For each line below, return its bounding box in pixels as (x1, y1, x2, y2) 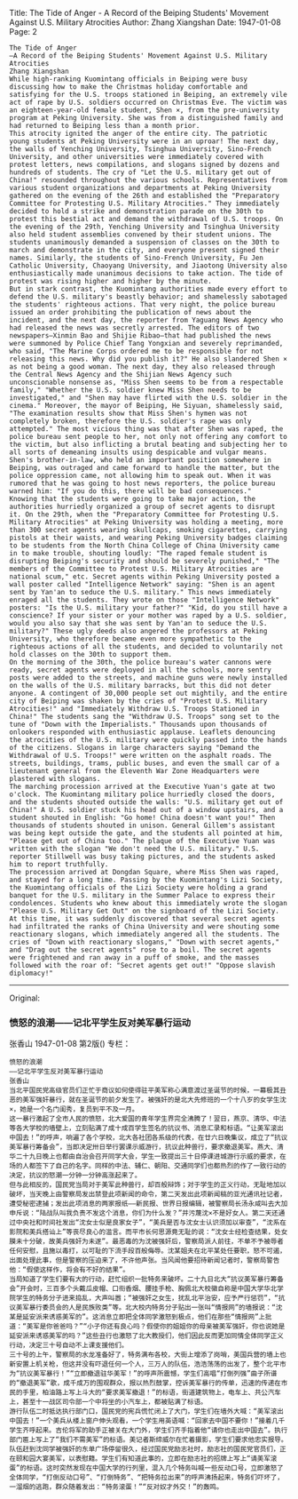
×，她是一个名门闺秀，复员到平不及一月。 (9, 1105, 139, 1114)
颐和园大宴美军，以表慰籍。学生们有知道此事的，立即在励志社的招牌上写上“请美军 (15, 1455, 271, 1463)
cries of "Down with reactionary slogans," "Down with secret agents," (9, 937, 279, 946)
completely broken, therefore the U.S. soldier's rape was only (9, 417, 252, 426)
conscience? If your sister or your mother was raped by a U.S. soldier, (9, 611, 288, 620)
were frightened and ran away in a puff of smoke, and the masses (9, 953, 260, 962)
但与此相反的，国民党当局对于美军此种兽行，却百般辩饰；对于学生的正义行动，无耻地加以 (9, 1181, 286, 1190)
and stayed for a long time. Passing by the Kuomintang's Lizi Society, (9, 875, 284, 884)
